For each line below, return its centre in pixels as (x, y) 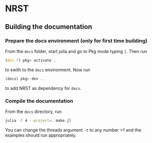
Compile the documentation (39, 101)
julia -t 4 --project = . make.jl (38, 120)
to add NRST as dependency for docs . (43, 88)
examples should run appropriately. (41, 135)
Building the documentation (49, 27)
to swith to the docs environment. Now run (48, 70)
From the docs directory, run (33, 112)
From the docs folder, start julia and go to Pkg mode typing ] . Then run (76, 51)
